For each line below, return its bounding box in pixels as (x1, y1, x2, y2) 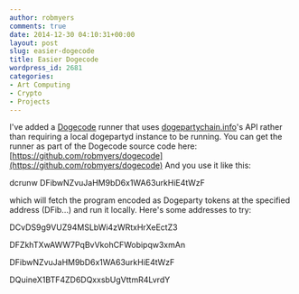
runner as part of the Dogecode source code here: (9, 141, 197, 152)
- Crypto (9, 88, 42, 97)
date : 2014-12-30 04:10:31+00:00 (9, 30, 135, 39)
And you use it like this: (164, 160, 251, 171)
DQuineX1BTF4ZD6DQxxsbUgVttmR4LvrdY (9, 274, 171, 285)
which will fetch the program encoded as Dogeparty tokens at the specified (9, 195, 291, 206)
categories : (9, 72, 54, 81)
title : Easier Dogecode (9, 55, 99, 64)
